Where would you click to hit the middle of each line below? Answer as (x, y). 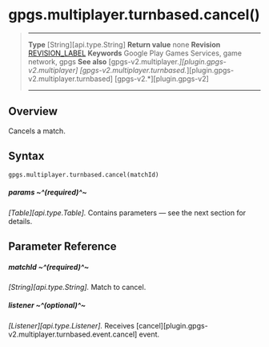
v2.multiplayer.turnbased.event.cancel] (73, 334)
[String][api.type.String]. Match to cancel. (77, 287)
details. (20, 221)
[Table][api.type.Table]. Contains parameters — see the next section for (127, 212)
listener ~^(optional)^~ (47, 305)
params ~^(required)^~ (48, 192)
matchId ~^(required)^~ (49, 267)
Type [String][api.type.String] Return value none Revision (124, 44)
